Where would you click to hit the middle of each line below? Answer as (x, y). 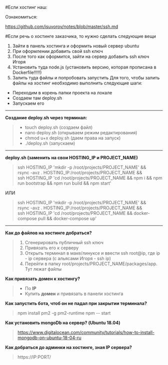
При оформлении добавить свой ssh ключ (58, 51)
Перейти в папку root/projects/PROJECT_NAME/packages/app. (91, 264)
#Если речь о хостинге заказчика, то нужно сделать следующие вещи (80, 36)
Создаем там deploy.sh (37, 98)
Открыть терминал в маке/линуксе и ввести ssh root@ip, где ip (92, 253)
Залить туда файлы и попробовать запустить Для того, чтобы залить (86, 78)
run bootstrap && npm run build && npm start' (64, 183)
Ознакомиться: (21, 17)
